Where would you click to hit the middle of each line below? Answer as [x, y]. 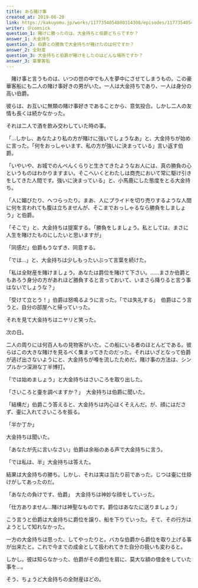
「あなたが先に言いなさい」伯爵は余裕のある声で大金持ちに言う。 [86, 449]
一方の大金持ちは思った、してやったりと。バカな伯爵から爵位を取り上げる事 [99, 539]
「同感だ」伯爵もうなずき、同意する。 [52, 247]
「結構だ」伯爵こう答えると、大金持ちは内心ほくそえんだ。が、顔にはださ [96, 404]
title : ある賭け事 [27, 12]
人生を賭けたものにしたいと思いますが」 [55, 235]
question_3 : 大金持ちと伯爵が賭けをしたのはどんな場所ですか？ [75, 55]
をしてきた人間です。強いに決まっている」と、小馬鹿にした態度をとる [90, 180]
